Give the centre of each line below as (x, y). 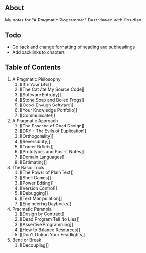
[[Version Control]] (38, 188)
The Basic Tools (28, 168)
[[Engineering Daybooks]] (45, 204)
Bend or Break (27, 240)
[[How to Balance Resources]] (50, 230)
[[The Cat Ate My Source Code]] (52, 89)
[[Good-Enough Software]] (46, 105)
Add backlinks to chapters (38, 52)
